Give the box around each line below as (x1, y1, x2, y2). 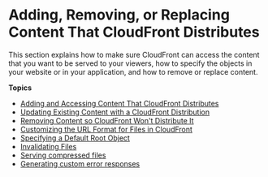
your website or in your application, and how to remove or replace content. (8, 67, 258, 76)
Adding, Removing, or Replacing (8, 6, 230, 24)
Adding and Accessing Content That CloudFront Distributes (19, 98, 219, 108)
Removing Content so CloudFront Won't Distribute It (19, 115, 194, 125)
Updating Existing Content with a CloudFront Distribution (19, 107, 210, 117)
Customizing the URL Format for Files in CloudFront (19, 124, 193, 134)
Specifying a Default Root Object (19, 132, 130, 143)
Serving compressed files (19, 150, 106, 160)
